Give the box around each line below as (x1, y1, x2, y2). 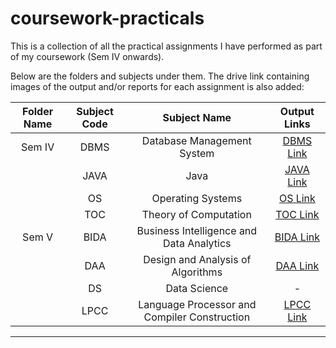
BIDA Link (274, 230, 320, 244)
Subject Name (162, 110, 232, 124)
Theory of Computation (141, 207, 252, 221)
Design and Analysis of (143, 252, 252, 266)
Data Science (165, 281, 229, 295)
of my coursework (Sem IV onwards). (10, 50, 165, 62)
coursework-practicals (10, 7, 205, 30)
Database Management (141, 133, 252, 147)
